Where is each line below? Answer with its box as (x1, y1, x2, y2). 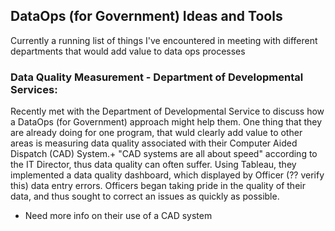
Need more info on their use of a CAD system (24, 210, 213, 222)
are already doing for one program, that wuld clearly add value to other (10, 127, 303, 139)
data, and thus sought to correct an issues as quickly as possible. (10, 190, 280, 203)
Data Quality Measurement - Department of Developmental (10, 70, 304, 84)
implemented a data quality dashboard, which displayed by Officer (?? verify (10, 169, 325, 181)
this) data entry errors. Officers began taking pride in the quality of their (10, 180, 306, 192)
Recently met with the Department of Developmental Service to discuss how (10, 105, 325, 118)
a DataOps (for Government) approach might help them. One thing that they (10, 116, 323, 128)
